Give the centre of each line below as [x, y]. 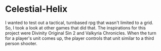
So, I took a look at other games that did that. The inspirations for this [76, 27]
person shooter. [21, 43]
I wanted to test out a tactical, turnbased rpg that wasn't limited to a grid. [79, 23]
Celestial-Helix [36, 9]
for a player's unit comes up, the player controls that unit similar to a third [80, 38]
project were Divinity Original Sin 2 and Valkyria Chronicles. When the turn [81, 33]
